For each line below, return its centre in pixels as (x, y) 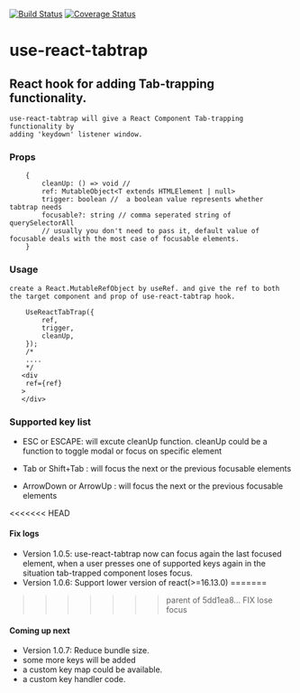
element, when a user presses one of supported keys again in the (144, 564)
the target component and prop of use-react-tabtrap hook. (123, 296)
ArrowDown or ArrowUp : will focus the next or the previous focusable (153, 486)
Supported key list (50, 422)
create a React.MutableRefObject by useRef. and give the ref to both (145, 288)
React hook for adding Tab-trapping (112, 84)
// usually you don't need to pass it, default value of (150, 231)
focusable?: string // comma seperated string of (136, 215)
